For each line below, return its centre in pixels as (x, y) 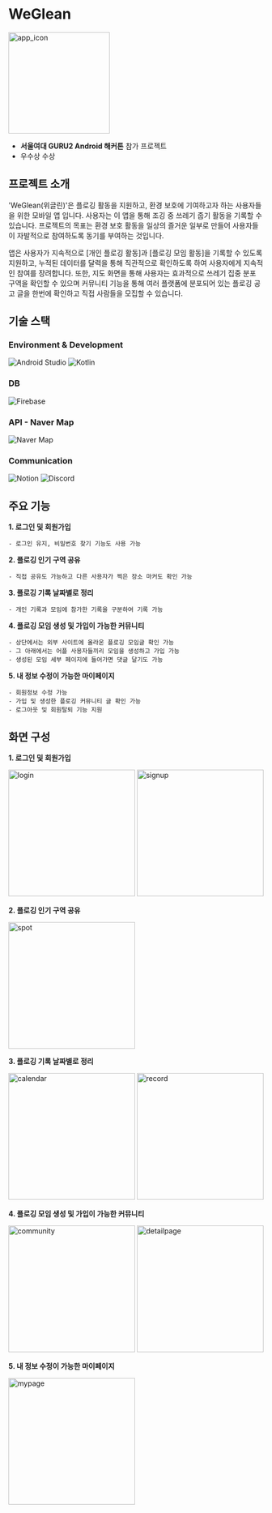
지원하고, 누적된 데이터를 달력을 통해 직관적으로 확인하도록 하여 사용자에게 (125, 263)
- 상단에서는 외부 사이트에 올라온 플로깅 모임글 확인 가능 (91, 643)
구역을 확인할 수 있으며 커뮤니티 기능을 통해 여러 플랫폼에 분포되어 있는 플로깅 (130, 283)
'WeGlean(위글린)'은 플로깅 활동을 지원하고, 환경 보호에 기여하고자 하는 (121, 205)
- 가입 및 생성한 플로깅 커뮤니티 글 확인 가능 (75, 702)
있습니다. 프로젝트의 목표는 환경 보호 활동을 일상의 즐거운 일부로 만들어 (119, 225)
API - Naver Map (41, 422)
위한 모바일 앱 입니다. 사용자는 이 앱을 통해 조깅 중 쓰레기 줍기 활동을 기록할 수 (140, 215)
